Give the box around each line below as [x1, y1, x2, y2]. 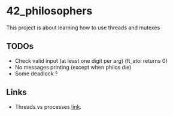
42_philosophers [6, 4, 93, 18]
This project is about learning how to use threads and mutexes [6, 24, 160, 31]
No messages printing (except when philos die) [14, 63, 132, 71]
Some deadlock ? [14, 70, 58, 77]
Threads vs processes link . [14, 103, 82, 110]
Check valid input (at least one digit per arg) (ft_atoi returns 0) [14, 57, 168, 64]
